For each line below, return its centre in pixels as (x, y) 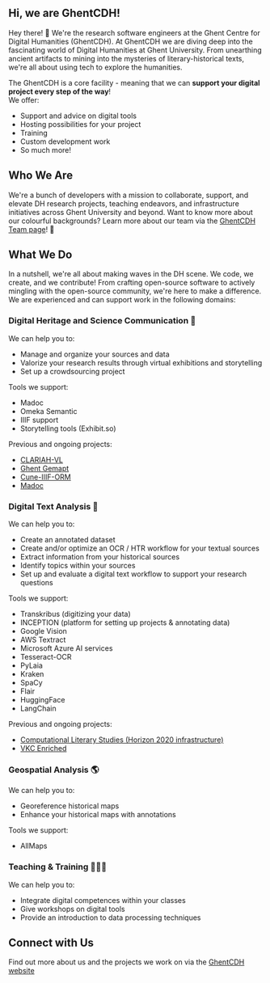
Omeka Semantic (49, 411)
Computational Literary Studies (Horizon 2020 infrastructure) (122, 740)
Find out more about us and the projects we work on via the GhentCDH (127, 962)
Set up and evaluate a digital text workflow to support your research (133, 574)
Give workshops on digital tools (72, 909)
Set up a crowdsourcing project (72, 371)
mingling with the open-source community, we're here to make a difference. (135, 291)
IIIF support (39, 420)
